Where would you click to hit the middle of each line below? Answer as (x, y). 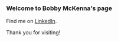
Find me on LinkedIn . (32, 21)
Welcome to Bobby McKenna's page (59, 8)
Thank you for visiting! (33, 33)
